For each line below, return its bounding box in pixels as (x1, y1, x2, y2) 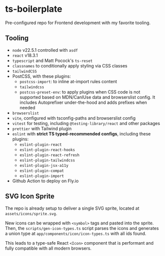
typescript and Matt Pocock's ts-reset (12, 58, 93, 64)
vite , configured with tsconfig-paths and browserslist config (12, 115, 136, 121)
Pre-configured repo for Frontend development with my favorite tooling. (5, 20, 151, 26)
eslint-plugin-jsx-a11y (19, 163, 69, 168)
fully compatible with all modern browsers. (5, 245, 92, 251)
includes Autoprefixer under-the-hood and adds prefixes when (19, 99, 147, 105)
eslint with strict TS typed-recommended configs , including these (12, 130, 151, 136)
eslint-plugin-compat (19, 168, 64, 173)
